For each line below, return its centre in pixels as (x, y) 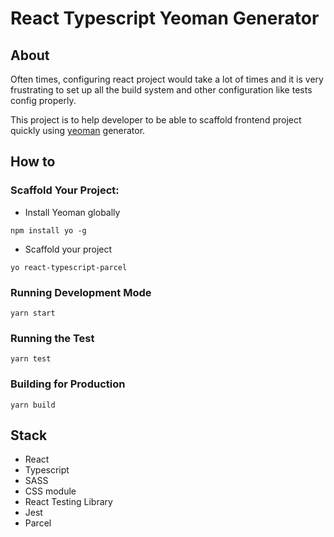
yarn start (33, 313)
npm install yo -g (48, 230)
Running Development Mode (81, 292)
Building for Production (68, 384)
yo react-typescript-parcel (69, 267)
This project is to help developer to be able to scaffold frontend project (156, 120)
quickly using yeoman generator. (78, 130)
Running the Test (52, 338)
